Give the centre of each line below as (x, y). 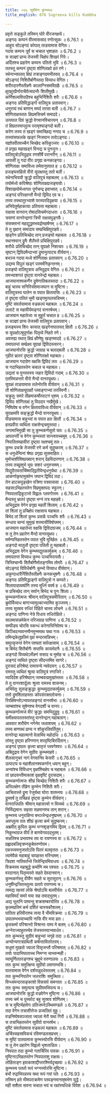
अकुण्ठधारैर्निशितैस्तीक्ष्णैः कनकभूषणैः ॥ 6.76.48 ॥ (46, 574)
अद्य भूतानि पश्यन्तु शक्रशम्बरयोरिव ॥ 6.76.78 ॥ (45, 901)
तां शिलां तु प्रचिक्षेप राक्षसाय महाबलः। (34, 511)
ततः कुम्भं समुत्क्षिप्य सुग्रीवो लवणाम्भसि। (36, 965)
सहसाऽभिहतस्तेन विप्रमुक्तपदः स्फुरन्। (35, 488)
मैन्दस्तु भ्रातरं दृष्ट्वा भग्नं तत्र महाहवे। (34, 499)
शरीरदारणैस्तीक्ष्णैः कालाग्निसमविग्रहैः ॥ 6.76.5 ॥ (44, 85)
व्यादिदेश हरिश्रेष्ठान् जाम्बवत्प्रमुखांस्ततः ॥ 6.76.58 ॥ (47, 677)
